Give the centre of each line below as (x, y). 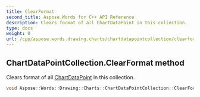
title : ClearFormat (30, 12)
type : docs (20, 28)
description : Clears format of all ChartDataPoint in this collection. (97, 22)
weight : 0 (18, 34)
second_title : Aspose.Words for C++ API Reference (70, 17)
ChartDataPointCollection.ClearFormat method (95, 63)
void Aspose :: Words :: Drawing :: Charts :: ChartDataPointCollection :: (90, 88)
